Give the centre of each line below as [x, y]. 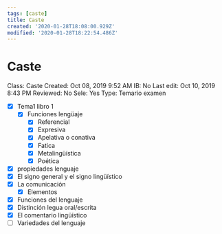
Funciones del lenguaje [50, 200]
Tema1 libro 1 [35, 107]
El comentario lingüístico [52, 215]
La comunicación [42, 184]
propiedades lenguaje [48, 169]
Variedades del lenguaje [51, 223]
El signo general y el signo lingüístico [69, 176]
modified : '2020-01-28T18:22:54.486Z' [63, 33]
